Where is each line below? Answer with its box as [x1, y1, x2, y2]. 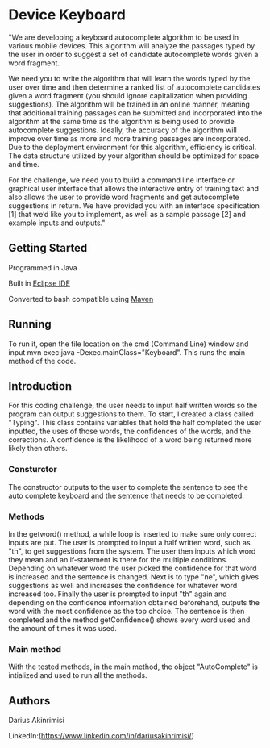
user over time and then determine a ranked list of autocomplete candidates [8, 82, 260, 92]
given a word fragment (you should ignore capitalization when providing [8, 90, 247, 100]
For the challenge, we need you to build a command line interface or [8, 175, 235, 185]
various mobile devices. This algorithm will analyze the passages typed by [8, 40, 255, 50]
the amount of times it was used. [8, 623, 117, 633]
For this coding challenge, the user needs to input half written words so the [8, 401, 258, 411]
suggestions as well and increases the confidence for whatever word [8, 580, 238, 590]
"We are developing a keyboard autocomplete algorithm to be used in [8, 32, 239, 42]
